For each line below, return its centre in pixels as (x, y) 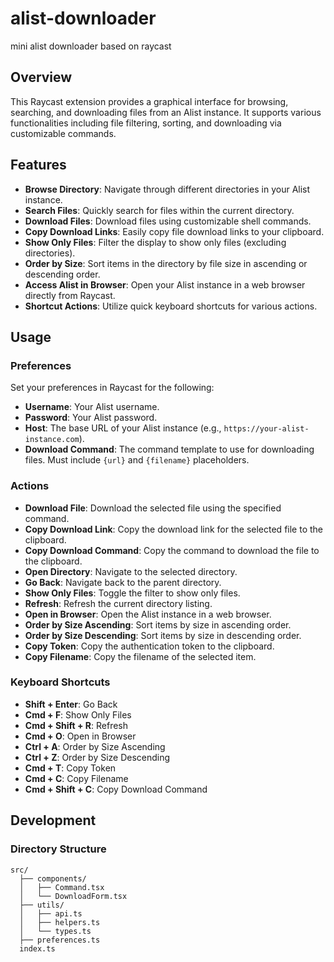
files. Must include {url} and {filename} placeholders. (137, 460)
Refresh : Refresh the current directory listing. (118, 603)
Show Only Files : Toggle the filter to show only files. (132, 593)
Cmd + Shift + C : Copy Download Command (116, 789)
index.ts (37, 948)
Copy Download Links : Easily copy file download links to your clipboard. (174, 231)
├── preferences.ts (60, 940)
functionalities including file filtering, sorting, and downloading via (146, 123)
